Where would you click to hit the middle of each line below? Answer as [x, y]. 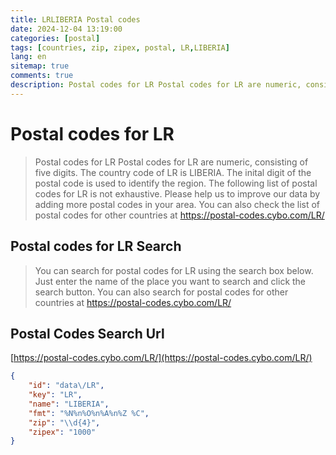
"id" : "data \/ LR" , [66, 386]
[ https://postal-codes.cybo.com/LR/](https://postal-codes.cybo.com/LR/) [161, 358]
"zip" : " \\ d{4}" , [64, 422]
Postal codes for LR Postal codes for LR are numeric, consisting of [171, 162]
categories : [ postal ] [55, 38]
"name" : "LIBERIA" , [69, 404]
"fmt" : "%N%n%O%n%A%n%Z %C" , [89, 413]
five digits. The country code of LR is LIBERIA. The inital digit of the [173, 172]
